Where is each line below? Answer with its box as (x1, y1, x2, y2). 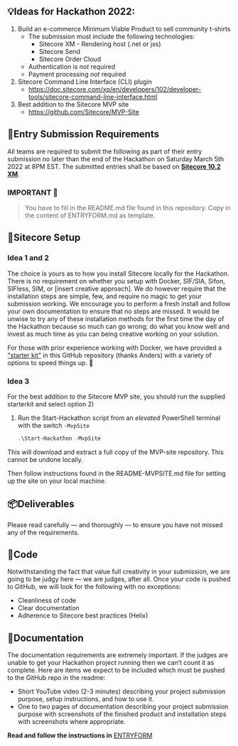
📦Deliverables (7, 498, 75, 510)
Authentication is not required (28, 62, 116, 70)
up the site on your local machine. (7, 476, 107, 485)
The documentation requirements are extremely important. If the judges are (7, 651, 229, 659)
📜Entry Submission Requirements (7, 128, 160, 141)
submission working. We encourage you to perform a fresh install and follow (7, 299, 231, 308)
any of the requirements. (7, 528, 80, 536)
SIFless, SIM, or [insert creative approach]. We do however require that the (7, 284, 227, 293)
